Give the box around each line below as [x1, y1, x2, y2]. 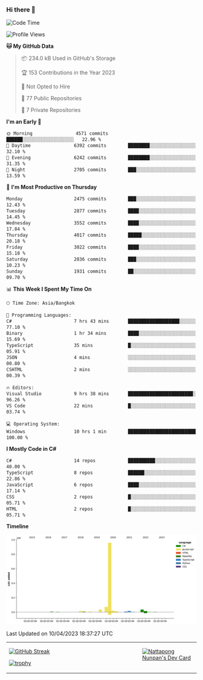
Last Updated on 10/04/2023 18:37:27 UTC [6, 630, 113, 637]
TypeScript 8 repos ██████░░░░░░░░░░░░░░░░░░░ [6, 470, 196, 476]
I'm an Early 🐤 [6, 118, 42, 126]
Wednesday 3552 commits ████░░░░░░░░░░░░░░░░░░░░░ [6, 220, 196, 226]
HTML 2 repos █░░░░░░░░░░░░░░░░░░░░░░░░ [6, 506, 196, 513]
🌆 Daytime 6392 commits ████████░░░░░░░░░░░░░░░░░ [6, 143, 196, 149]
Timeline [6, 523, 29, 530]
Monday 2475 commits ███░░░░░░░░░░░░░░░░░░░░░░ [6, 196, 196, 202]
